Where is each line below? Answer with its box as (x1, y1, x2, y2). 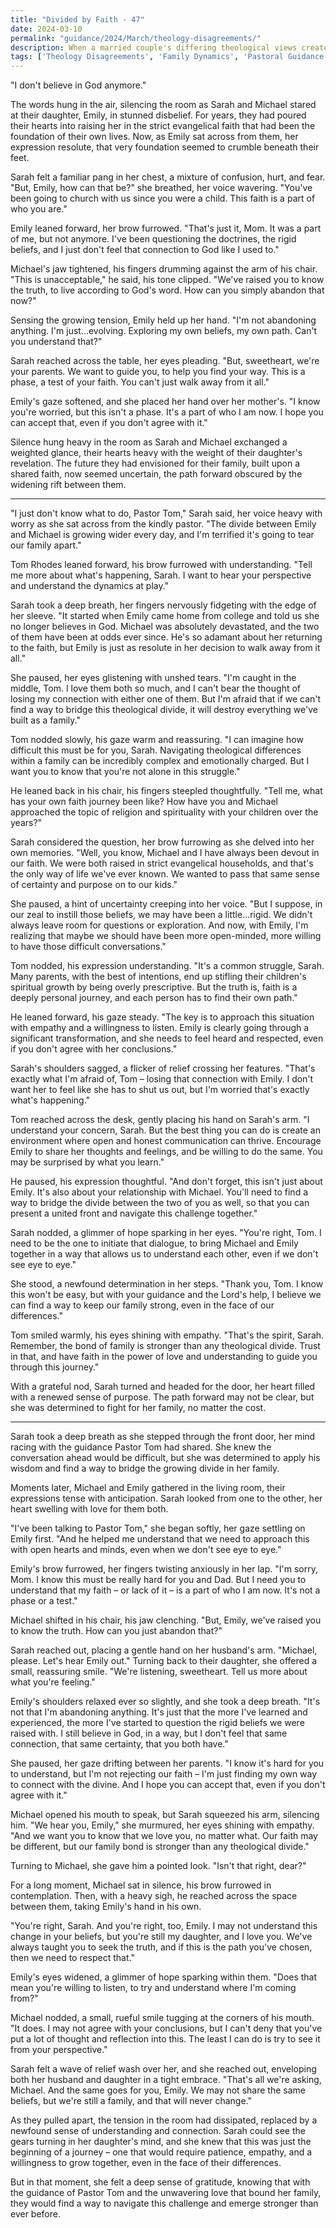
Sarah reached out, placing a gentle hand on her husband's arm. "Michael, (10, 1644, 318, 1656)
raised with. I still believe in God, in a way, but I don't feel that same (10, 1727, 288, 1740)
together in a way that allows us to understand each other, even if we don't (10, 1248, 319, 1260)
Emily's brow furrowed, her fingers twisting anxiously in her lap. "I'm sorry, (10, 1563, 318, 1575)
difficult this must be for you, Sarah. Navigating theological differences (10, 744, 302, 756)
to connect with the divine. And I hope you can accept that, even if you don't (10, 1779, 326, 1791)
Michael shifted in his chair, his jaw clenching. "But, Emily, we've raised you (10, 1614, 322, 1626)
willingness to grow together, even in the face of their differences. (10, 2157, 282, 2169)
